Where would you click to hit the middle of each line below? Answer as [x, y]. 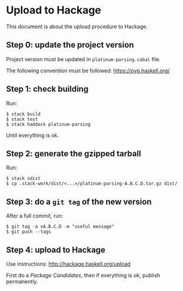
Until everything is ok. [33, 135]
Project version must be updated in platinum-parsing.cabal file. [83, 59]
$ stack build [24, 114]
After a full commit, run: [35, 216]
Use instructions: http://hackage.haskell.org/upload [68, 264]
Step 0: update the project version [70, 45]
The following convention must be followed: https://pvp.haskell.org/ [88, 71]
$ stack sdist [24, 179]
